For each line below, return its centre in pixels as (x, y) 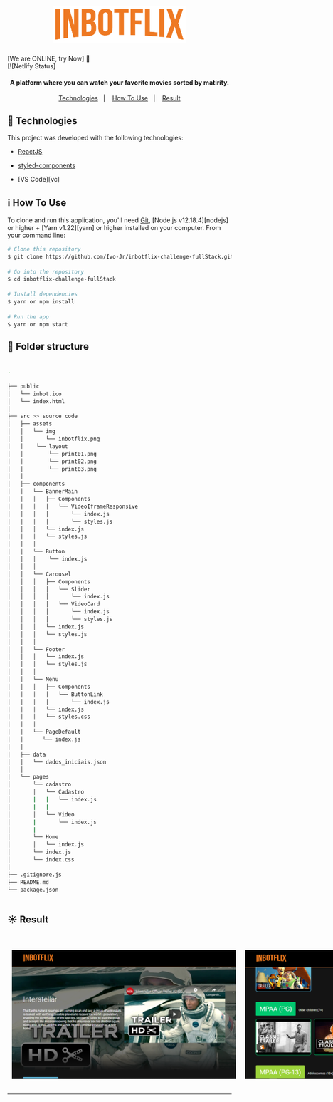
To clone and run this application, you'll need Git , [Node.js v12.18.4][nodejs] (118, 220)
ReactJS (30, 152)
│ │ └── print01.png (52, 454)
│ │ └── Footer (36, 649)
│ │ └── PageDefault (44, 732)
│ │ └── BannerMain (43, 492)
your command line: (37, 235)
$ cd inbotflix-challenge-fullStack (62, 279)
